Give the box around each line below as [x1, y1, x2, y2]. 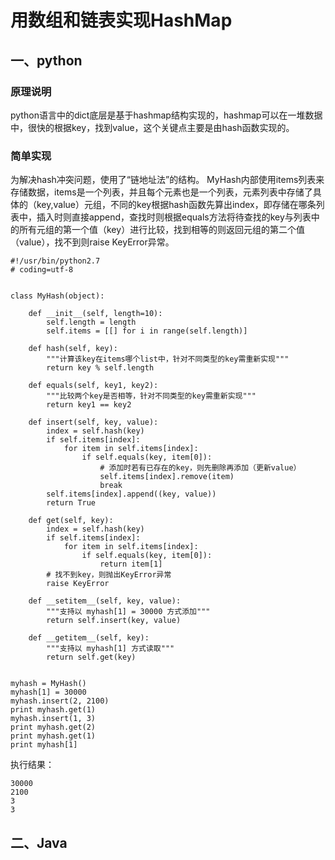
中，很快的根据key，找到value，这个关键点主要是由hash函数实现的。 [10, 121, 295, 133]
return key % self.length [46, 363, 155, 373]
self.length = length [46, 317, 137, 328]
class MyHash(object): [10, 291, 105, 301]
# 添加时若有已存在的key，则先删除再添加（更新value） [99, 463, 302, 473]
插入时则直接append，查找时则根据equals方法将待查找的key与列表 [36, 211, 312, 223]
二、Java [10, 834, 68, 851]
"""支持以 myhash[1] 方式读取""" [46, 644, 175, 654]
